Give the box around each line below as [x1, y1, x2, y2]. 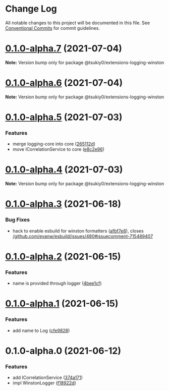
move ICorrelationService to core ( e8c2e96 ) [12, 146, 105, 152]
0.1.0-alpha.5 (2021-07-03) [5, 111, 123, 123]
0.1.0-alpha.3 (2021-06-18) [5, 198, 121, 210]
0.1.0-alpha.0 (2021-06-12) [5, 345, 121, 356]
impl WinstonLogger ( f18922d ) [12, 380, 77, 386]
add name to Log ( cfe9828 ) [12, 327, 70, 333]
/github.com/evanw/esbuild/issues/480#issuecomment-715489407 [12, 233, 153, 239]
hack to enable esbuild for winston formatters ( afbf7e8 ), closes [12, 228, 144, 234]
